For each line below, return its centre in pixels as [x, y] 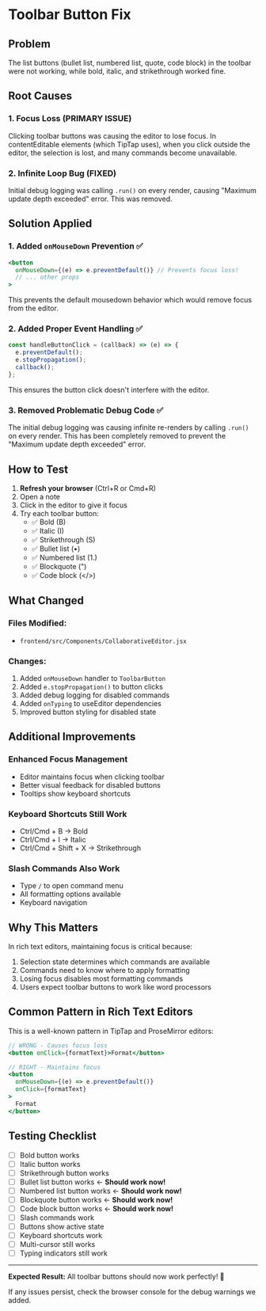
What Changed [46, 600]
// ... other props [47, 277]
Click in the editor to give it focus [74, 505]
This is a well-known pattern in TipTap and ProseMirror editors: [111, 1031]
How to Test [38, 469]
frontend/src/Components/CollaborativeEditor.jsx [103, 641]
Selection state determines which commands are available [115, 962]
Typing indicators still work [64, 1253]
